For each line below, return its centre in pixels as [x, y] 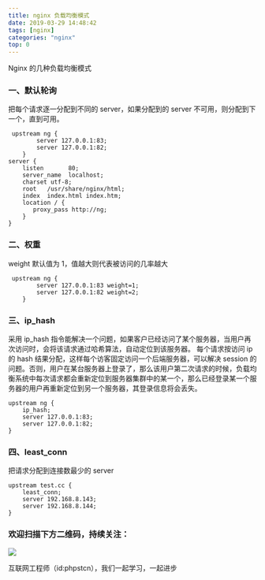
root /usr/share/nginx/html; [74, 189]
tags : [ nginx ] [32, 30]
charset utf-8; [47, 182]
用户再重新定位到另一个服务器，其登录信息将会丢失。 [115, 389]
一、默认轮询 [33, 91]
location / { [44, 203]
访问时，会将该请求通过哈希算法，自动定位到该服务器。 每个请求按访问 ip [134, 349]
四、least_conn [38, 452]
